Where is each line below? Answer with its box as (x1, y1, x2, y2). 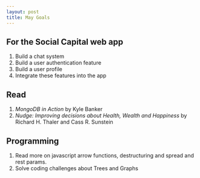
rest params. (15, 158, 47, 165)
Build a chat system (15, 52, 65, 60)
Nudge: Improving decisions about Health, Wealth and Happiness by (15, 112, 187, 119)
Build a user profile (15, 66, 62, 73)
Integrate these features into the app (15, 72, 107, 79)
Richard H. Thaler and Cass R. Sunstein (15, 118, 113, 126)
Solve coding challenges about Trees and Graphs (15, 164, 138, 172)
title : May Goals (6, 14, 50, 21)
